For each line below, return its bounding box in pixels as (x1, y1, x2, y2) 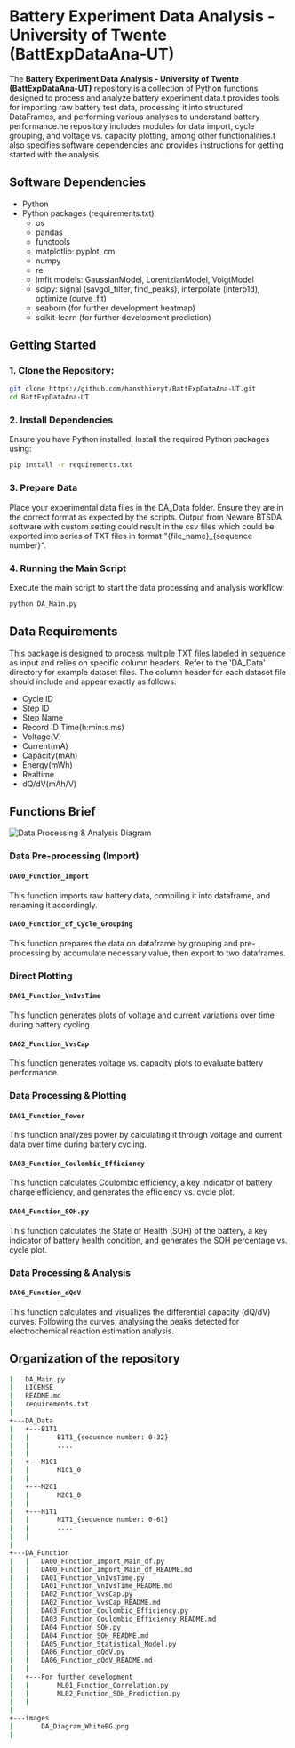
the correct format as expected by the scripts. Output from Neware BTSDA (9, 512, 283, 522)
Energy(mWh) (21, 759, 73, 770)
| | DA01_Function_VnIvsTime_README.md (9, 1582, 173, 1591)
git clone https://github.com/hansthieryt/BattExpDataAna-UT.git (9, 384, 256, 393)
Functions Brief (9, 804, 96, 819)
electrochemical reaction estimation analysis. (9, 1325, 175, 1336)
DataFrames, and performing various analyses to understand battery (9, 111, 260, 122)
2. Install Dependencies (9, 414, 114, 426)
